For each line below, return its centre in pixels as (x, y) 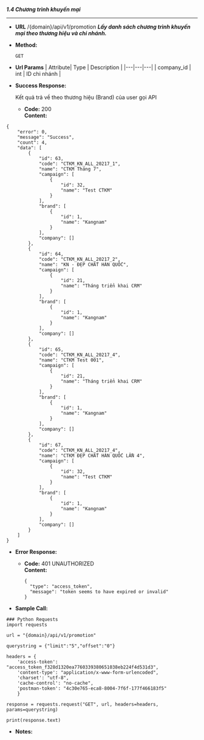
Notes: (24, 732)
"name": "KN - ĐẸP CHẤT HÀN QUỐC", (84, 264)
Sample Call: (31, 608)
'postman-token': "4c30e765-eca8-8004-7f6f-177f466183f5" (92, 688)
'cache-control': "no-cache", (56, 683)
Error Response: (36, 552)
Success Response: (41, 86)
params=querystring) (32, 710)
